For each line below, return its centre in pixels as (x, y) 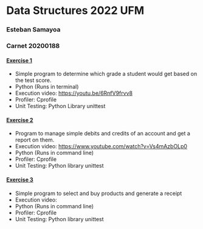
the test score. (33, 80)
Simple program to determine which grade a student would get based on (106, 74)
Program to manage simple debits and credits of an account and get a (102, 134)
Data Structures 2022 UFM (75, 11)
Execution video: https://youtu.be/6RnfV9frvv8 (74, 93)
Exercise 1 (19, 60)
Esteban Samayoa (33, 30)
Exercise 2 (20, 120)
